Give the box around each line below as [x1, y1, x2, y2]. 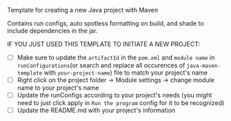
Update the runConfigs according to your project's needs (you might [17, 91, 212, 100]
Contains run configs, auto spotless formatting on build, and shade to [7, 19, 205, 27]
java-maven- [186, 62, 221, 70]
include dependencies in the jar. [7, 27, 98, 35]
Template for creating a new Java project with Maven [7, 6, 159, 14]
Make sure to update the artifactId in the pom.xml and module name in [17, 53, 215, 62]
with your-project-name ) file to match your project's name [43, 68, 208, 77]
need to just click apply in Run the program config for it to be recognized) [17, 99, 225, 107]
